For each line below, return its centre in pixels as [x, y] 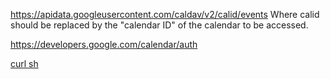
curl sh [24, 63]
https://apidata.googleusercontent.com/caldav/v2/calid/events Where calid [165, 14]
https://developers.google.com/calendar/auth [104, 44]
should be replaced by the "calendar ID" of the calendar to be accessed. [159, 25]
